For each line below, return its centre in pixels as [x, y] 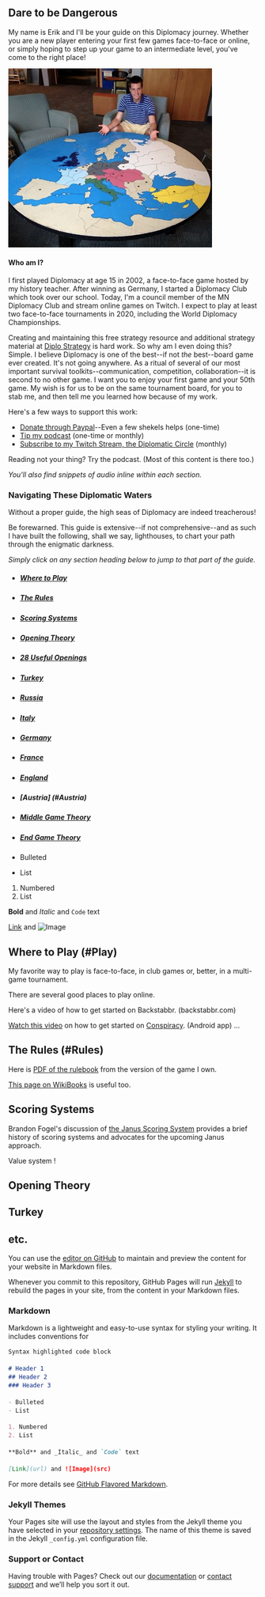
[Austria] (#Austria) [53, 797]
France [32, 758]
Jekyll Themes [37, 1504]
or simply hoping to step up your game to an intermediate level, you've [123, 49]
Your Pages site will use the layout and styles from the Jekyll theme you [125, 1521]
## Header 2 [28, 1377]
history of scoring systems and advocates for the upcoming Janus [116, 1137]
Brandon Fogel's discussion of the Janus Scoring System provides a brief [128, 1128]
